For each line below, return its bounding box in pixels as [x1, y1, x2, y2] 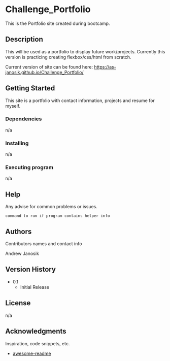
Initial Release [20, 284, 50, 290]
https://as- [93, 63, 117, 70]
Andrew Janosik [5, 250, 39, 257]
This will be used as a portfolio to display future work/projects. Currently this [5, 48, 165, 54]
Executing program [5, 164, 54, 171]
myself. [5, 103, 21, 109]
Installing [5, 140, 29, 147]
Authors [5, 227, 32, 236]
